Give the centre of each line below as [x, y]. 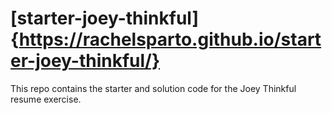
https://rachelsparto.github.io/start [170, 39]
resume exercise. [46, 99]
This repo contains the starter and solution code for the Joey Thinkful [153, 88]
